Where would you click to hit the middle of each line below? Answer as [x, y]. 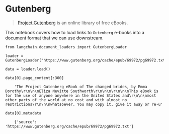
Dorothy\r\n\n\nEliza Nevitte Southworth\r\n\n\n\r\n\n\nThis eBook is [82, 91]
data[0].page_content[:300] [35, 78]
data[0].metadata [23, 113]
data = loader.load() [28, 69]
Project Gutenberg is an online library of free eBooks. [73, 23]
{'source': [26, 122]
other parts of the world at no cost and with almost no [66, 100]
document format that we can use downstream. [55, 38]
